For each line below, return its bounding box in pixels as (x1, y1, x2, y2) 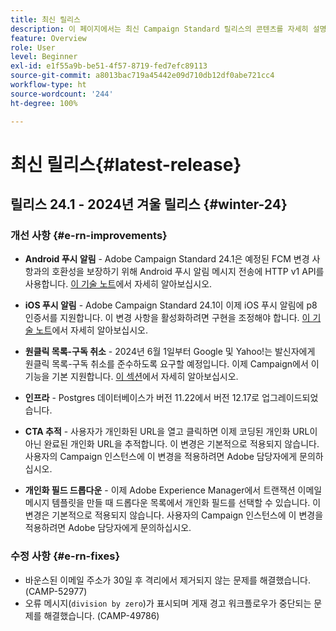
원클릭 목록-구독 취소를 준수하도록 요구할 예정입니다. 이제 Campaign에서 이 (24, 358, 320, 370)
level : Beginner (10, 52, 78, 62)
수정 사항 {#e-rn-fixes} (10, 549, 121, 563)
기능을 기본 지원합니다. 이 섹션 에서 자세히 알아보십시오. (24, 371, 239, 383)
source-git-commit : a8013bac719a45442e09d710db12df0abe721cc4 (10, 71, 275, 81)
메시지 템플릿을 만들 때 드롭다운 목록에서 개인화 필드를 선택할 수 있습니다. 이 (24, 497, 322, 509)
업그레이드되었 (261, 392, 319, 404)
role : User (10, 42, 56, 53)
